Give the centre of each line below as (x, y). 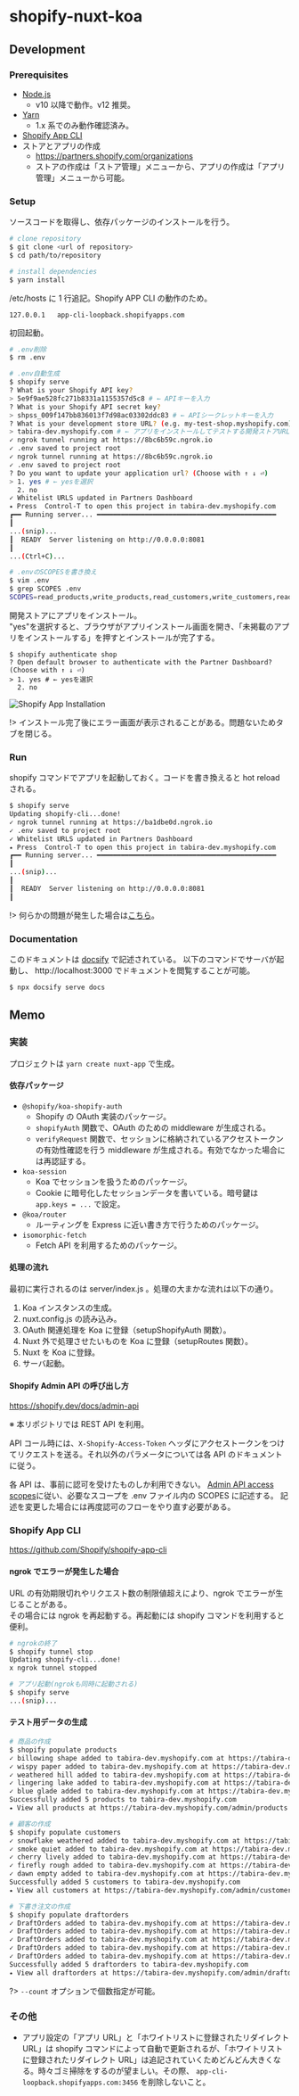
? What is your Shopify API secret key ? (85, 407)
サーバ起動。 (45, 1363)
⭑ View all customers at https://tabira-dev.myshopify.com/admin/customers (153, 1890)
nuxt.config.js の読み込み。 (72, 1318)
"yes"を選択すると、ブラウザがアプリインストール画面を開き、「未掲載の (141, 626)
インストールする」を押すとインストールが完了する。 (122, 637)
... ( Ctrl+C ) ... (37, 556)
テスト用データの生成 (48, 1722)
